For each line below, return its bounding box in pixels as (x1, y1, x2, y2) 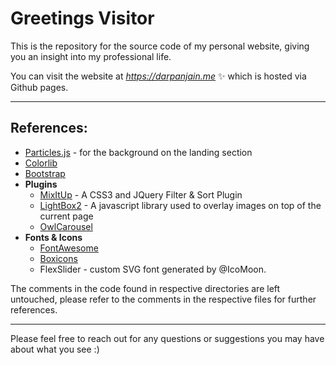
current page (39, 210, 94, 222)
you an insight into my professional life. (10, 50, 172, 62)
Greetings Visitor (10, 7, 155, 30)
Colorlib (24, 157, 58, 169)
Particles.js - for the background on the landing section (24, 146, 253, 158)
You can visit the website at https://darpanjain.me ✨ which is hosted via (10, 70, 307, 82)
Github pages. (10, 81, 69, 93)
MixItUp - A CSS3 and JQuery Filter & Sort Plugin (39, 188, 243, 201)
